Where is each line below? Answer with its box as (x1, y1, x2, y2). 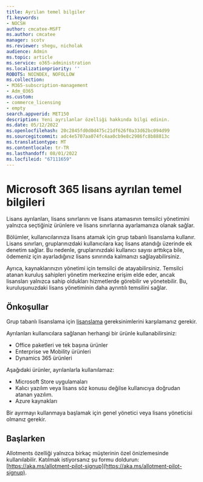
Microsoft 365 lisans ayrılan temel (6, 182, 182, 196)
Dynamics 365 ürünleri (15, 354, 72, 362)
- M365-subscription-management (6, 83, 88, 89)
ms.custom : (6, 94, 34, 100)
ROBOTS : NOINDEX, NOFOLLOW (6, 71, 75, 77)
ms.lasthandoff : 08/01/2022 (6, 150, 78, 156)
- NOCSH (6, 20, 26, 26)
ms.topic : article (6, 54, 53, 60)
